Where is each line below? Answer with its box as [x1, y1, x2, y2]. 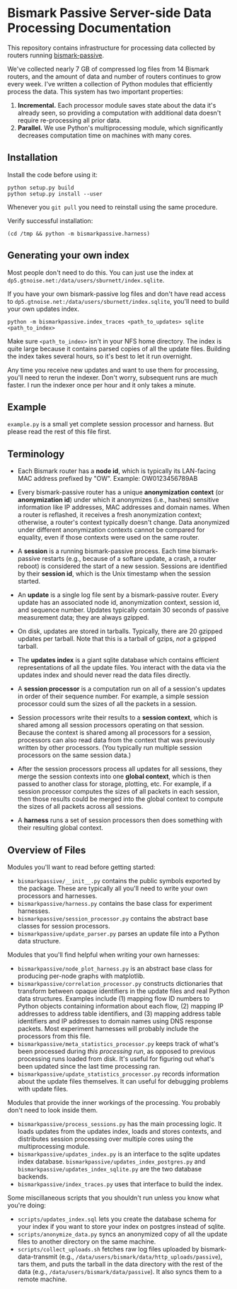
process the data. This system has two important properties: [7, 87, 184, 96]
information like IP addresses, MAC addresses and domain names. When [17, 503, 230, 511]
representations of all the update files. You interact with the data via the [17, 664, 226, 672]
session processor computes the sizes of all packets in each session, [17, 788, 220, 796]
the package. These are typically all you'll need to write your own [17, 884, 208, 892]
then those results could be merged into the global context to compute [17, 795, 224, 803]
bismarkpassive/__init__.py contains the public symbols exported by [17, 877, 221, 885]
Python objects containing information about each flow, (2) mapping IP [17, 1002, 224, 1010]
